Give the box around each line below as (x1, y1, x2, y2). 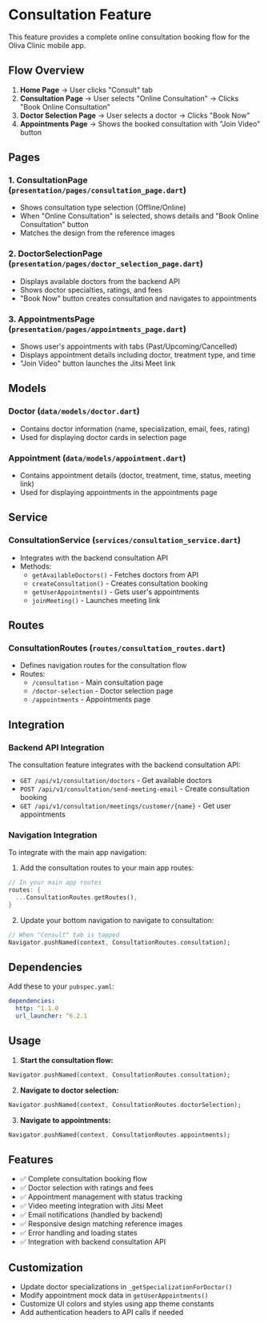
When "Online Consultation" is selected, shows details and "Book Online (19, 211, 259, 221)
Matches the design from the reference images (19, 228, 175, 238)
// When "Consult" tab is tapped (8, 930, 120, 939)
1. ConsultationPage (8, 174, 88, 186)
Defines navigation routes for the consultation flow (19, 661, 187, 670)
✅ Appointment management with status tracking (19, 1192, 182, 1201)
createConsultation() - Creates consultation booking (31, 578, 208, 588)
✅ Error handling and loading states (19, 1228, 138, 1237)
